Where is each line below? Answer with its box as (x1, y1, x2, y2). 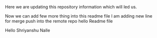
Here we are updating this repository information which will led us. (5, 4, 137, 9)
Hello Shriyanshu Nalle (5, 28, 50, 33)
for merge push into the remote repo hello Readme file (5, 19, 113, 24)
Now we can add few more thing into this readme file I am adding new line (5, 13, 153, 19)
